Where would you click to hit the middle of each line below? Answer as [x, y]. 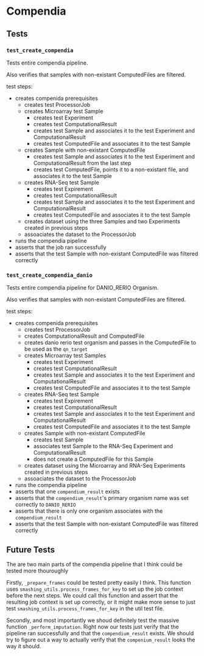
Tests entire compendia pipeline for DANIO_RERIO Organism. [83, 288]
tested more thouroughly [37, 571]
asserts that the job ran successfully [61, 247]
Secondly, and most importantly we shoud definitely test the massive [93, 620]
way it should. [24, 646]
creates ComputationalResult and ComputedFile [84, 336]
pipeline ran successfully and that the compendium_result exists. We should [100, 633]
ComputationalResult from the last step [82, 163]
